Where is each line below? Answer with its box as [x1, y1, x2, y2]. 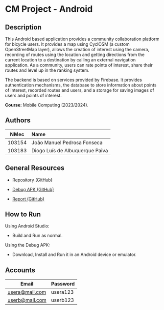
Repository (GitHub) [12, 177, 53, 183]
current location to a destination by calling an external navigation [5, 57, 136, 62]
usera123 [51, 289, 74, 296]
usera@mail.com [7, 289, 47, 296]
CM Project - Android [5, 3, 93, 15]
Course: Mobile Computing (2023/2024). [5, 102, 89, 108]
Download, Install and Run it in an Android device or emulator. [12, 252, 137, 257]
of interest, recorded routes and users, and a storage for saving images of [5, 87, 154, 93]
